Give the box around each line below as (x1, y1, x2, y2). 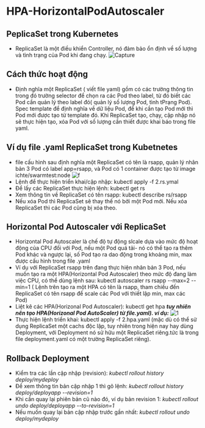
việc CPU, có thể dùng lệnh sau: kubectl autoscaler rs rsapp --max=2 (15, 277, 190, 284)
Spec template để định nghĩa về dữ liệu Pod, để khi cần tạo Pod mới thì (15, 105, 193, 112)
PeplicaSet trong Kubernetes (6, 29, 119, 39)
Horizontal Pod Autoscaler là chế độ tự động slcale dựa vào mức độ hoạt (15, 238, 198, 246)
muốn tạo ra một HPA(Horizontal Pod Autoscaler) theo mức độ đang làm (15, 271, 197, 278)
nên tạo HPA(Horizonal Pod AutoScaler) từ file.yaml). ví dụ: (15, 309, 169, 317)
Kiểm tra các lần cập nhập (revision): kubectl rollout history (15, 369, 164, 377)
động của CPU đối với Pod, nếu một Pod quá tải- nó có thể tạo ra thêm (15, 244, 193, 252)
